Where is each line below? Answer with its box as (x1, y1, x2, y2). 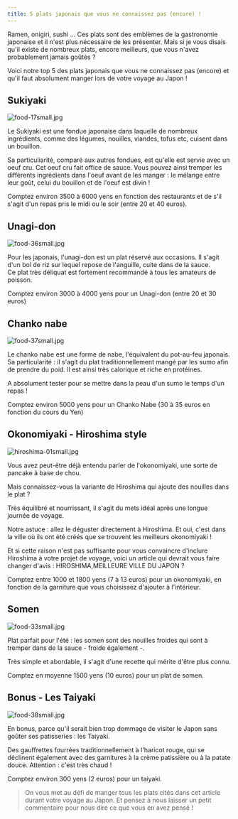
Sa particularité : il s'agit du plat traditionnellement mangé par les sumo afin (7, 358, 229, 367)
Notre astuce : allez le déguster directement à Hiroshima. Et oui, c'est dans (7, 525, 226, 533)
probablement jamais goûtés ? (7, 53, 96, 61)
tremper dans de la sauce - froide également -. (7, 644, 145, 652)
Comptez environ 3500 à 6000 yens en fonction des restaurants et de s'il (7, 192, 222, 201)
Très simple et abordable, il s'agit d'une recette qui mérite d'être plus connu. (7, 657, 231, 666)
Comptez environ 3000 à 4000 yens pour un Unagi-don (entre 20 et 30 (7, 289, 217, 298)
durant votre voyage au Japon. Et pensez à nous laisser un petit (24, 796, 212, 804)
